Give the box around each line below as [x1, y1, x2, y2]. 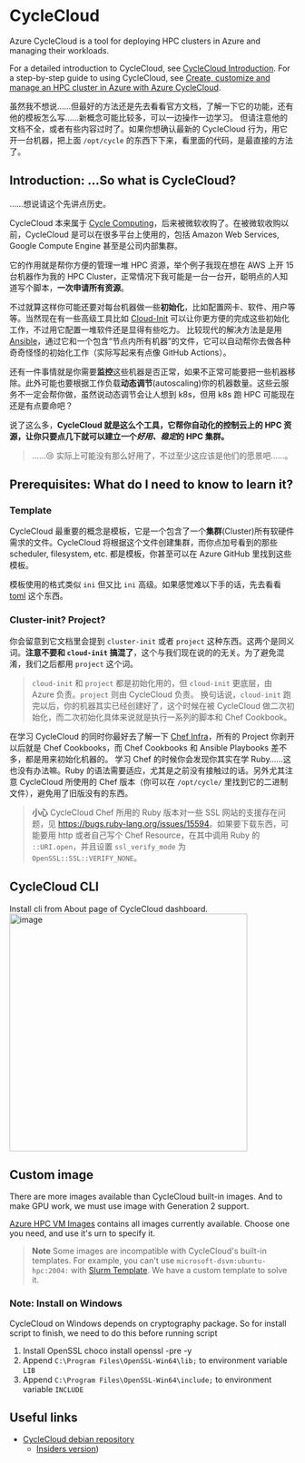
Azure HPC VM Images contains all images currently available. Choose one [9, 1218, 290, 1230]
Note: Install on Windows [9, 1297, 123, 1310]
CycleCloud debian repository [22, 1434, 134, 1445]
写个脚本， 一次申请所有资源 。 [16, 282, 129, 293]
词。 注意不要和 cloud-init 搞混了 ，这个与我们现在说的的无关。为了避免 [9, 646, 277, 658]
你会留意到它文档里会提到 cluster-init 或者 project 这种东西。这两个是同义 [9, 635, 295, 646]
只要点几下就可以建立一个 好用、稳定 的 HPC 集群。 [40, 430, 230, 441]
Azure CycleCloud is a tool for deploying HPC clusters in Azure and [9, 35, 261, 46]
